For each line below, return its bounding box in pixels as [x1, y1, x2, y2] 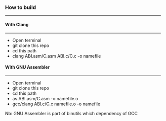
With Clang [5, 21, 29, 27]
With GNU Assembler [5, 64, 50, 70]
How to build [5, 4, 36, 11]
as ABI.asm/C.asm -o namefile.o [12, 95, 78, 101]
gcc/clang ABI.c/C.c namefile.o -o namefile [12, 101, 100, 107]
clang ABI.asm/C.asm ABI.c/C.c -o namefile [12, 53, 101, 59]
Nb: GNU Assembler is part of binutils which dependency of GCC [5, 110, 138, 116]
